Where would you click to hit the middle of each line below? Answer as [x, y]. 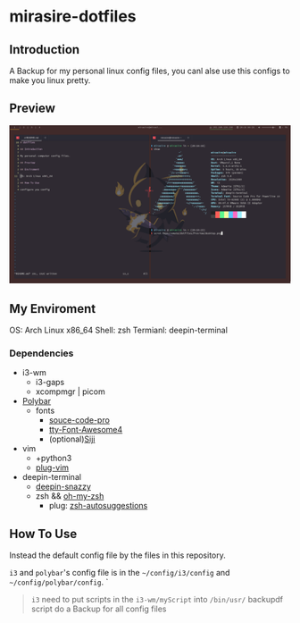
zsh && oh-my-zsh [70, 496]
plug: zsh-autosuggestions [98, 506]
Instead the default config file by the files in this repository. [117, 555]
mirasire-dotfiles [73, 17]
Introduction [45, 50]
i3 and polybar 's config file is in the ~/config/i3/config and [120, 573]
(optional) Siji [72, 439]
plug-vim [52, 467]
